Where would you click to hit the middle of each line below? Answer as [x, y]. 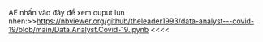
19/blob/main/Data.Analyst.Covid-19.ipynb [79, 29]
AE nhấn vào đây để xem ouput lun [67, 13]
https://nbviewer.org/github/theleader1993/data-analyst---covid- [145, 21]
